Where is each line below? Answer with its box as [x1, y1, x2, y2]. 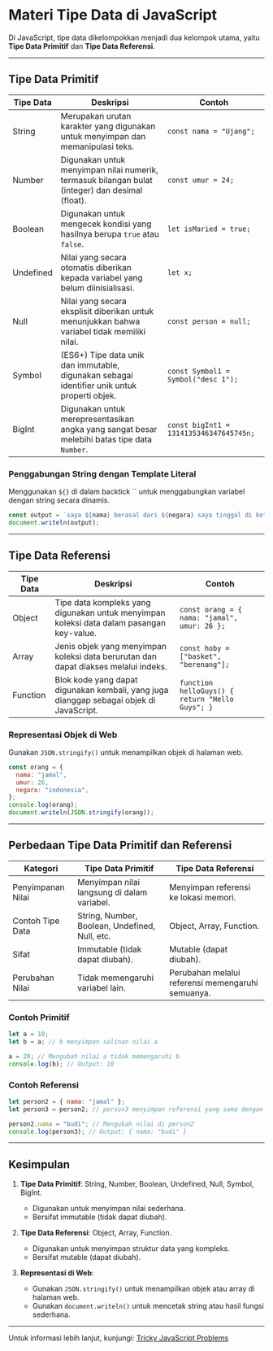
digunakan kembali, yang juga [54, 684, 169, 695]
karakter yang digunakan [60, 120, 156, 132]
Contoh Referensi [8, 1079, 80, 1091]
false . [60, 238, 84, 250]
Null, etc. [76, 930, 111, 941]
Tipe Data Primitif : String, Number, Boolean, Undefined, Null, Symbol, [19, 1179, 254, 1189]
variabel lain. [76, 982, 126, 993]
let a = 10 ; [8, 1031, 49, 1039]
